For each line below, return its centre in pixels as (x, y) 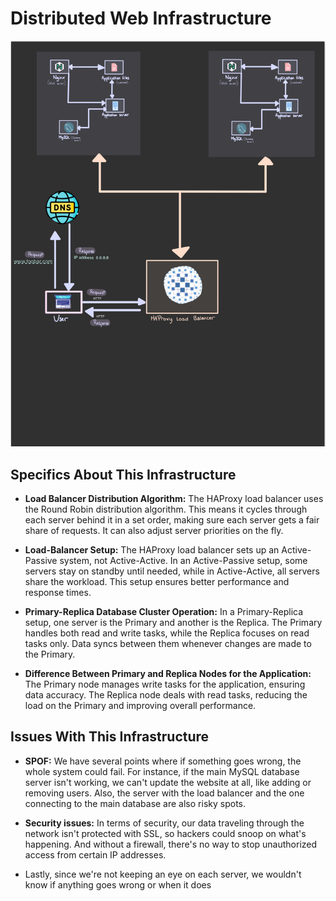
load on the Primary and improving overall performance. (140, 705)
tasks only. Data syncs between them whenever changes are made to (168, 643)
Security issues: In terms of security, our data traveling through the (164, 823)
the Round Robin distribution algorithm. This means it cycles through (166, 509)
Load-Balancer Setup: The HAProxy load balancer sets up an (152, 549)
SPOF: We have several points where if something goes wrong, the (163, 761)
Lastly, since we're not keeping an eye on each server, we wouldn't (163, 874)
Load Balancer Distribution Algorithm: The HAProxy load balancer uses (174, 498)
